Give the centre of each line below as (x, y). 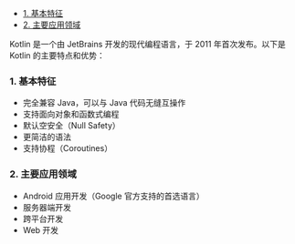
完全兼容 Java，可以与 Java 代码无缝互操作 (104, 103)
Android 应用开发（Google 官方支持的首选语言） (113, 196)
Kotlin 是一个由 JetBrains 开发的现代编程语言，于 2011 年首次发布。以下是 (147, 44)
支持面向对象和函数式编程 (71, 114)
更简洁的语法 (47, 137)
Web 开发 (41, 229)
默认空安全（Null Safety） (71, 126)
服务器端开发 (47, 207)
